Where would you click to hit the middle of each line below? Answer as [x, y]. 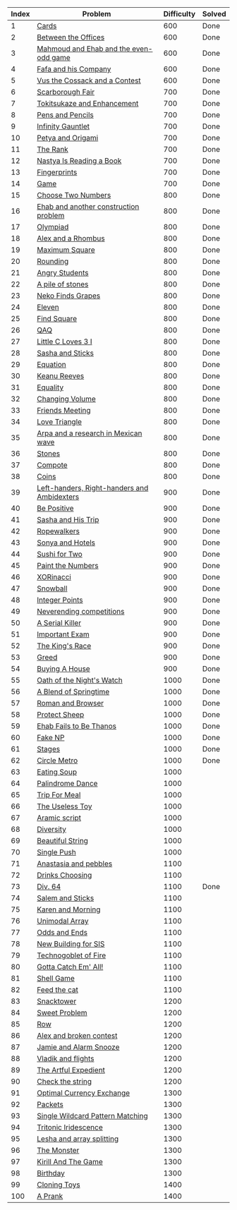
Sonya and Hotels [66, 543]
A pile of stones [63, 284]
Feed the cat [58, 990]
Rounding [53, 261]
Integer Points [60, 600]
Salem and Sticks [66, 898]
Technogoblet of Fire [72, 955]
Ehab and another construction [88, 206]
